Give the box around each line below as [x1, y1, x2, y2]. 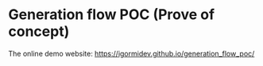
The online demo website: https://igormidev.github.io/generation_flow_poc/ [8, 49, 255, 58]
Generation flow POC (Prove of [8, 6, 215, 24]
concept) [8, 22, 70, 41]
